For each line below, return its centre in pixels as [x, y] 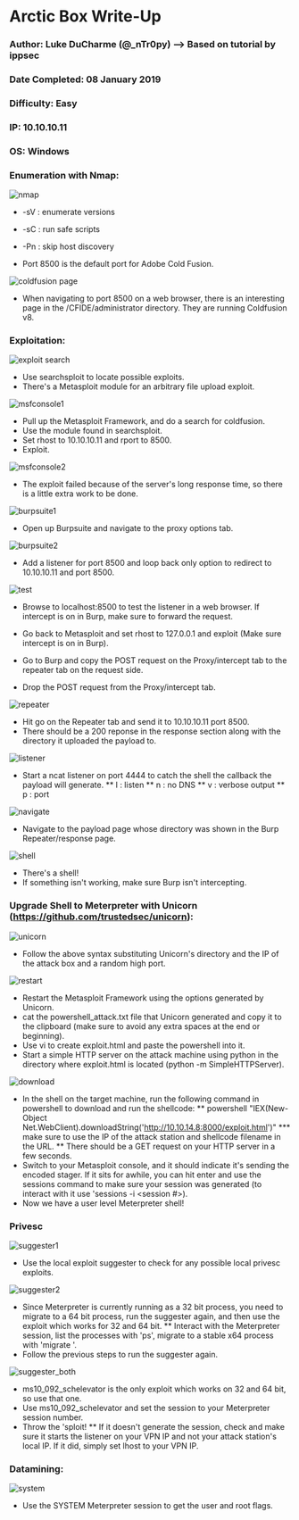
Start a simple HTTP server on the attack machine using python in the [150, 1054]
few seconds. [47, 1155]
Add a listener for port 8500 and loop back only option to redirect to [147, 563]
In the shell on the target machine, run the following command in [141, 1099]
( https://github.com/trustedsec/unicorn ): [101, 917]
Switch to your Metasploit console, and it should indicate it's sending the [156, 1165]
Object [34, 1117]
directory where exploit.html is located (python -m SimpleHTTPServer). [153, 1064]
